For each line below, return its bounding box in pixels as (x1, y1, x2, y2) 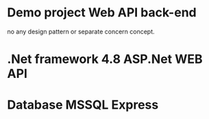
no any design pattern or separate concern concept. (7, 27, 156, 36)
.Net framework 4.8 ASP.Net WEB (7, 51, 204, 67)
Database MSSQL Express (7, 97, 159, 113)
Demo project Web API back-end (7, 5, 197, 21)
